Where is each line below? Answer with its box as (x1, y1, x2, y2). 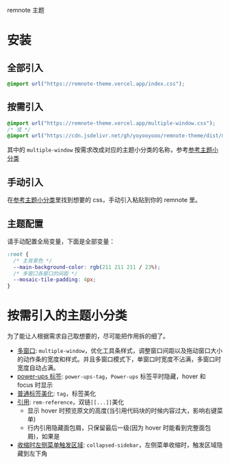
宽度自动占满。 (16, 364, 60, 372)
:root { (7, 251, 29, 258)
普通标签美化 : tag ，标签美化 (16, 389, 97, 398)
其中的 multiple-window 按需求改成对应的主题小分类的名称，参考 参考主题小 (7, 146, 219, 154)
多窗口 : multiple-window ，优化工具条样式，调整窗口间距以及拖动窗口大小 (16, 347, 223, 355)
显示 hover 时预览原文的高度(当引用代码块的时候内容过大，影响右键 (27, 406, 218, 415)
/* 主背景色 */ (13, 257, 53, 264)
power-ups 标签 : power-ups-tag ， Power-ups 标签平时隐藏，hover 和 (16, 372, 207, 380)
